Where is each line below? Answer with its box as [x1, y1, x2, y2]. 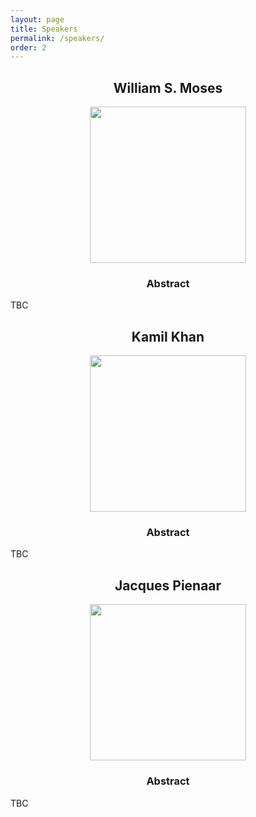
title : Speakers [10, 24, 78, 34]
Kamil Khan [131, 328, 205, 345]
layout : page [10, 14, 65, 25]
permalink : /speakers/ [10, 33, 105, 43]
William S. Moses [113, 79, 223, 96]
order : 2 [10, 42, 47, 53]
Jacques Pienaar [114, 577, 222, 594]
